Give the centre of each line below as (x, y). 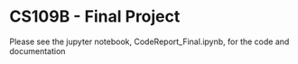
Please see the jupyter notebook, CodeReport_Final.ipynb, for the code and (149, 41)
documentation (37, 50)
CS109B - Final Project (95, 17)
